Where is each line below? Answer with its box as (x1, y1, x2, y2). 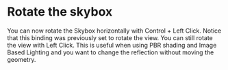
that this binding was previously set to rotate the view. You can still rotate (7, 33, 214, 41)
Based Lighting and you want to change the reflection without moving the (7, 48, 214, 56)
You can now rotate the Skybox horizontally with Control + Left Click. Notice (7, 27, 222, 35)
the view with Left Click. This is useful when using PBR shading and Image (7, 41, 217, 49)
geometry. (7, 55, 36, 63)
